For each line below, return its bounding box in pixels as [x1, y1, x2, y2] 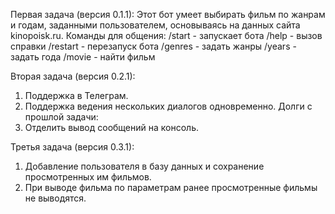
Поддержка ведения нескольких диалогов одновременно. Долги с [24, 100, 313, 112]
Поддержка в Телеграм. [24, 90, 129, 101]
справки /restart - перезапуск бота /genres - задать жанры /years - [10, 40, 297, 52]
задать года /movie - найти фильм [10, 51, 156, 63]
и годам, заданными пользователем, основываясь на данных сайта [10, 19, 301, 31]
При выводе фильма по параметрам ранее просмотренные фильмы [24, 182, 318, 193]
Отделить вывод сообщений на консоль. [24, 122, 199, 133]
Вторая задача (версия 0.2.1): [10, 70, 136, 82]
